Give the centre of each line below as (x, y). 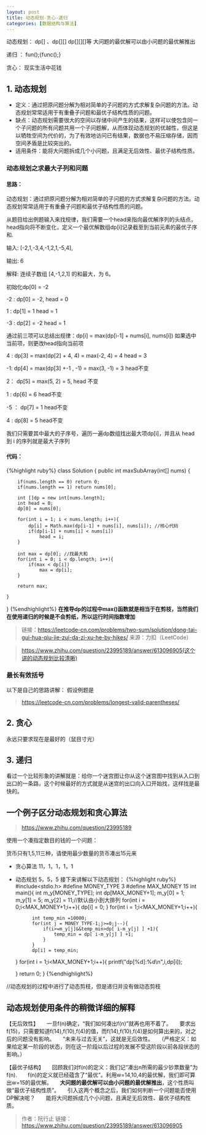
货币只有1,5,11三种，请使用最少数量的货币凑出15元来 (71, 853)
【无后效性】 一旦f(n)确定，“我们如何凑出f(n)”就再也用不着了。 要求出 (101, 1024)
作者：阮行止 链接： (46, 1119)
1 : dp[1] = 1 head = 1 (32, 311)
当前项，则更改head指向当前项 (45, 344)
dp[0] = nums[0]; (40, 509)
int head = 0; (35, 503)
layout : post (23, 12)
